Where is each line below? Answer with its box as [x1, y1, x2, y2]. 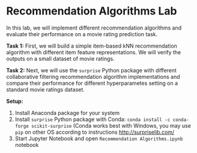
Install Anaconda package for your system [14, 109, 120, 116]
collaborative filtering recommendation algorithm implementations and [6, 73, 180, 80]
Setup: [6, 98, 23, 105]
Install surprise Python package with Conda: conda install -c [14, 116, 171, 123]
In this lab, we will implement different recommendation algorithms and [6, 24, 182, 31]
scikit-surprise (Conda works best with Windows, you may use [31, 122, 191, 129]
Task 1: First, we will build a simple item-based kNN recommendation [6, 42, 177, 49]
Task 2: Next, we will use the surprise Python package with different [6, 66, 177, 73]
